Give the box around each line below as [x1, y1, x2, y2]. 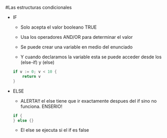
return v [22, 74, 41, 79]
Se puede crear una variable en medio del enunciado [20, 44, 133, 50]
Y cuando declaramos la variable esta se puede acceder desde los [20, 54, 162, 60]
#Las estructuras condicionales [5, 5, 72, 10]
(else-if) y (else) [20, 59, 55, 65]
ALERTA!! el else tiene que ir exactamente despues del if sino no [20, 98, 157, 104]
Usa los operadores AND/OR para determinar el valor [20, 34, 133, 40]
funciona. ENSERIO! [20, 103, 63, 109]
